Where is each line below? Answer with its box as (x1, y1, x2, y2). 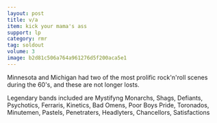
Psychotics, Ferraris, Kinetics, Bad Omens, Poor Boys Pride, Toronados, (7, 100, 209, 109)
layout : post (7, 10, 44, 17)
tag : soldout (7, 42, 44, 49)
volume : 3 (7, 49, 36, 55)
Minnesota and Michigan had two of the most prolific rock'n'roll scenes (7, 73, 208, 81)
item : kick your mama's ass (7, 23, 88, 29)
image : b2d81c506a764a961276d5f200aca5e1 (7, 55, 127, 61)
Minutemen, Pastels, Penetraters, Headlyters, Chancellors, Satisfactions (7, 108, 210, 116)
